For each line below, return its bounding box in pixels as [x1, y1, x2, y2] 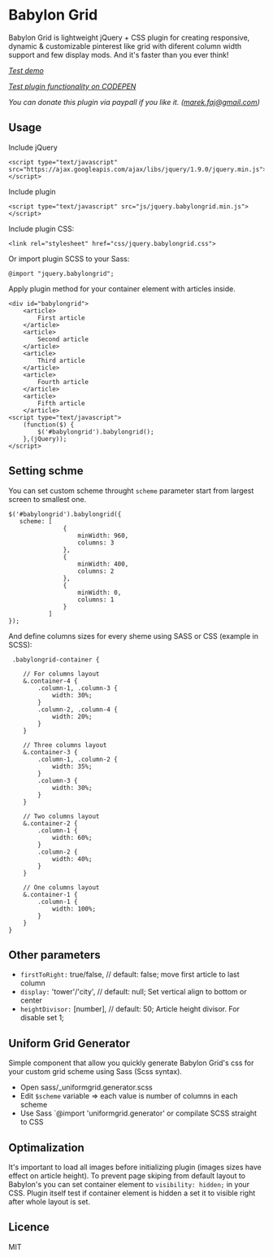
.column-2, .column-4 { [37, 705, 118, 714]
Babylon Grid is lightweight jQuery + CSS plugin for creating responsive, [8, 33, 250, 42]
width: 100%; [51, 905, 96, 913]
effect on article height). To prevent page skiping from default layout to [8, 1171, 246, 1181]
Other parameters [8, 948, 102, 962]
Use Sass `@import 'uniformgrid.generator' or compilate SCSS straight [19, 1108, 258, 1118]
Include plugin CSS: [8, 224, 75, 234]
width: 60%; [51, 833, 93, 841]
